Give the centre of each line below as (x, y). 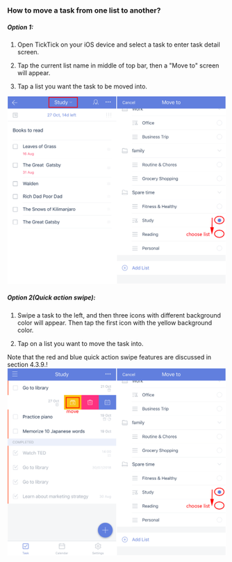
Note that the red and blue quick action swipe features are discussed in (109, 357)
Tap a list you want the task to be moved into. (82, 86)
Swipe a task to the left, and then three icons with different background (119, 315)
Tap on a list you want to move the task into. (80, 343)
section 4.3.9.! (28, 364)
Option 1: (20, 27)
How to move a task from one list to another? (84, 10)
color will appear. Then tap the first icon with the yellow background (115, 322)
